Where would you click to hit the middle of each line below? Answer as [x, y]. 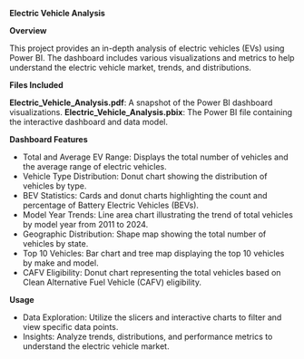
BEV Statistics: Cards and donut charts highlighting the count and [145, 195]
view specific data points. [70, 327]
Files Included [36, 85]
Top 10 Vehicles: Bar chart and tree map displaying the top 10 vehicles [153, 253]
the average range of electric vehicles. [95, 166]
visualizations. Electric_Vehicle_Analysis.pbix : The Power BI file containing [151, 112]
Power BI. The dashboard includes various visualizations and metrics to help [152, 58]
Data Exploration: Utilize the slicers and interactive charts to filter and [152, 317]
